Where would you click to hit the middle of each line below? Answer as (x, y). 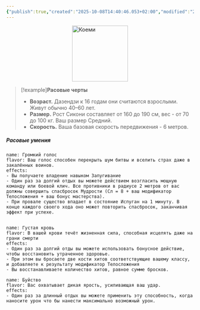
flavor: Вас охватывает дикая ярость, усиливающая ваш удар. (84, 285)
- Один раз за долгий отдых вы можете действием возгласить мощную (92, 181)
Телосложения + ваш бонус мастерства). (56, 196)
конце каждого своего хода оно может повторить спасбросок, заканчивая (97, 207)
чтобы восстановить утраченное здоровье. (58, 254)
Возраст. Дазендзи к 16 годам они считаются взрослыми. (104, 101)
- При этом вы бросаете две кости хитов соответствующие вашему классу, (98, 259)
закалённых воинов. (30, 165)
